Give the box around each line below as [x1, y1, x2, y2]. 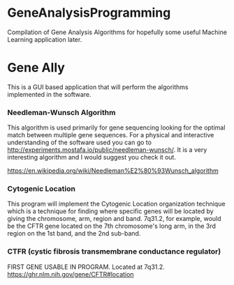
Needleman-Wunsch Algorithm [7, 107, 116, 117]
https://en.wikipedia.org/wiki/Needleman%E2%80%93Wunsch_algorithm [7, 167, 219, 175]
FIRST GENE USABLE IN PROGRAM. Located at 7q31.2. [7, 263, 166, 271]
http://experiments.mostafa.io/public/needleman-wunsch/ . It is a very [7, 146, 207, 154]
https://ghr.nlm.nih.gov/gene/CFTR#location [7, 270, 134, 278]
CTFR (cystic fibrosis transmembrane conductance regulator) [7, 247, 221, 256]
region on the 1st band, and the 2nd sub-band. [7, 229, 141, 238]
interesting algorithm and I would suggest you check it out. [7, 153, 177, 162]
